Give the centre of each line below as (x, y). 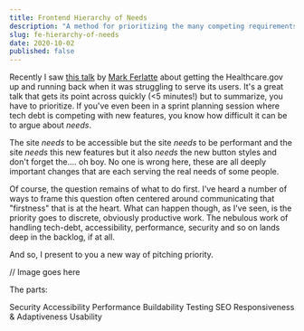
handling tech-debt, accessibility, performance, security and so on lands (145, 228)
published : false (42, 52)
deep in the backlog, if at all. (62, 237)
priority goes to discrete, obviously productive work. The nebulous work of (149, 218)
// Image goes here (45, 272)
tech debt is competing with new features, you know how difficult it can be (148, 116)
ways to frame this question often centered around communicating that (142, 199)
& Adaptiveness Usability (56, 317)
